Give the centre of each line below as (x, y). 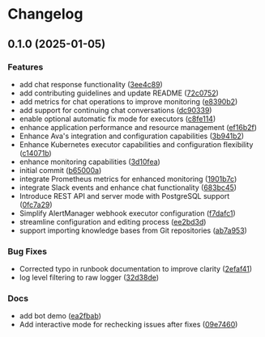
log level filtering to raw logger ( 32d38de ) (89, 278)
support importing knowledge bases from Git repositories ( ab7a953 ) (133, 230)
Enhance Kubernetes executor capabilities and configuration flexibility (136, 144)
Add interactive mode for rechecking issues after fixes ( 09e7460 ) (128, 325)
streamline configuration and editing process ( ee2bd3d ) (113, 221)
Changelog (45, 14)
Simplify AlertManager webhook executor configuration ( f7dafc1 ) (127, 213)
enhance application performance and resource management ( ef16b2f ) (138, 127)
